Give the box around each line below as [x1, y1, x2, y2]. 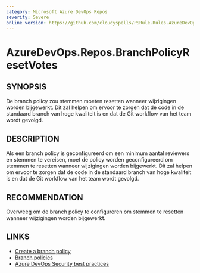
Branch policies [14, 254, 54, 261]
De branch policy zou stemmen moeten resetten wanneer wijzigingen [6, 98, 177, 105]
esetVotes [6, 58, 58, 72]
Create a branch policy [14, 247, 71, 255]
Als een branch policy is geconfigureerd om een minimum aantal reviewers [6, 150, 189, 157]
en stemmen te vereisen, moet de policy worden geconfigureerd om [6, 156, 173, 163]
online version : [6, 20, 46, 26]
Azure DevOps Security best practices [14, 260, 109, 267]
